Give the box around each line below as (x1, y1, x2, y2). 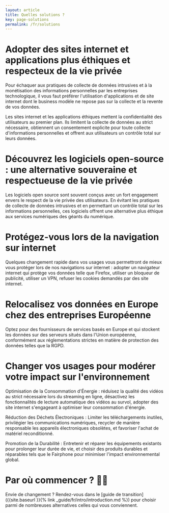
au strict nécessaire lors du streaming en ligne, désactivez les (5, 393, 135, 399)
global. (5, 456, 20, 463)
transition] (122, 491, 144, 497)
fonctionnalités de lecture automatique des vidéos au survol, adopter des (5, 399, 159, 405)
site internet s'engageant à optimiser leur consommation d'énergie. (5, 404, 146, 411)
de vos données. (5, 104, 41, 110)
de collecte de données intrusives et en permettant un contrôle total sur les (5, 202, 163, 209)
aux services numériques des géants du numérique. (5, 214, 115, 220)
